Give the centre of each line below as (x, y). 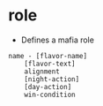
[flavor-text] (50, 64)
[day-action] (48, 87)
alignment (42, 72)
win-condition (50, 95)
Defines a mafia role (57, 40)
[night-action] (52, 79)
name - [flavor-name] (48, 56)
